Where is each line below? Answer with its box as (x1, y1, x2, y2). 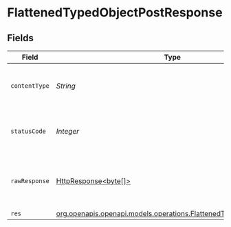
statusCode (10, 128, 46, 135)
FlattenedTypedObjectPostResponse (7, 5, 223, 21)
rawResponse (10, 177, 50, 184)
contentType (10, 82, 50, 90)
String (56, 81, 76, 91)
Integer (56, 127, 80, 136)
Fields (7, 32, 34, 44)
